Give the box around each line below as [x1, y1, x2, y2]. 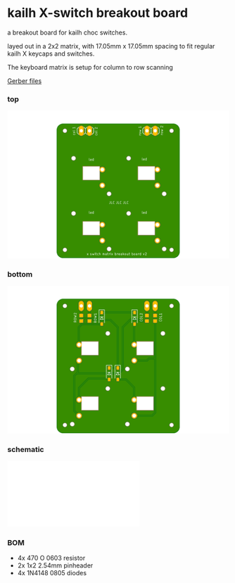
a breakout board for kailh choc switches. [7, 28, 128, 37]
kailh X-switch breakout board [7, 5, 189, 21]
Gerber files [7, 76, 42, 85]
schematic [7, 444, 44, 454]
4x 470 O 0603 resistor [17, 554, 86, 563]
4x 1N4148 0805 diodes [17, 569, 87, 577]
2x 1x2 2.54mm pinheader [17, 561, 94, 570]
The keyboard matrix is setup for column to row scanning [7, 63, 174, 71]
